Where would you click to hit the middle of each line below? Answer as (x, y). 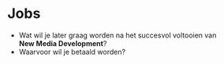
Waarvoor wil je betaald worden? (72, 52)
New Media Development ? (63, 43)
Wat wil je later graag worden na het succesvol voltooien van (118, 35)
